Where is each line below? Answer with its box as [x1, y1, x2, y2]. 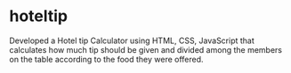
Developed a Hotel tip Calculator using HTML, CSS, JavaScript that [9, 35, 255, 46]
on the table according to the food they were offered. [9, 54, 204, 64]
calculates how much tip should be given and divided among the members [9, 44, 283, 55]
